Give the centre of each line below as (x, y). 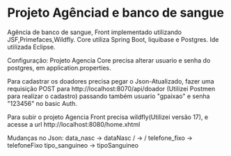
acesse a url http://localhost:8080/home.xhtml (74, 124)
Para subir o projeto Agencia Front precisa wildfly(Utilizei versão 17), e (108, 117)
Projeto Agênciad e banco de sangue (116, 13)
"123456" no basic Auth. (42, 103)
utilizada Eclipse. (31, 47)
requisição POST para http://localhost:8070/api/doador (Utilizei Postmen (111, 88)
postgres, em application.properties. (59, 68)
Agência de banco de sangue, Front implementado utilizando (95, 32)
